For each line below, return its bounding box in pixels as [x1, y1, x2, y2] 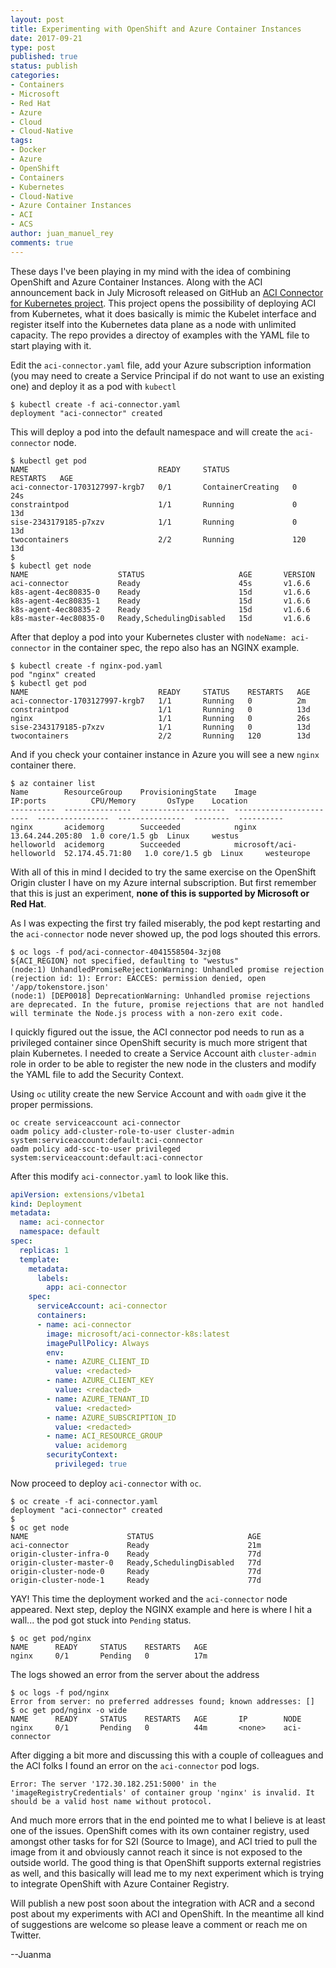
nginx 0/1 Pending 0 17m [10, 1651, 208, 1661]
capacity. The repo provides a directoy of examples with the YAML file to [10, 329, 310, 341]
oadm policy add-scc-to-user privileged [10, 1144, 182, 1154]
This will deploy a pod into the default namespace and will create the [10, 426, 294, 438]
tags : [10, 136, 33, 146]
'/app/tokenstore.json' [10, 982, 110, 992]
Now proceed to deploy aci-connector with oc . [10, 1477, 202, 1489]
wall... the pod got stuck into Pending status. [10, 1614, 192, 1626]
